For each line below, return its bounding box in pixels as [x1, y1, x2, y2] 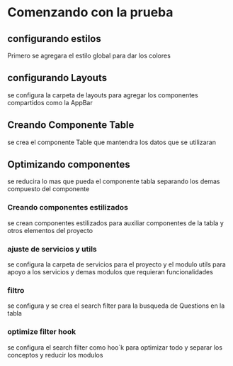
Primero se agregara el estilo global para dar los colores [7, 51, 171, 60]
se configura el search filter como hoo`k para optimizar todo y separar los [7, 343, 223, 352]
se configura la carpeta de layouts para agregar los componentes [7, 90, 198, 99]
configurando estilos [7, 33, 101, 45]
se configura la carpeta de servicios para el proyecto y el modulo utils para [7, 260, 227, 269]
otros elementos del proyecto [7, 226, 93, 235]
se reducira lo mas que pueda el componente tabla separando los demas [7, 177, 220, 185]
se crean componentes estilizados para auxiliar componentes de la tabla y [7, 218, 225, 227]
